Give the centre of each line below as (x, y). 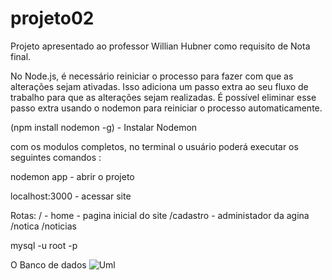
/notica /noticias (43, 226)
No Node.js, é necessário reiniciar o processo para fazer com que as (152, 76)
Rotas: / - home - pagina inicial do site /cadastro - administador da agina (160, 215)
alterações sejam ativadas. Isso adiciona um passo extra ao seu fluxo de (159, 86)
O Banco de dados (48, 264)
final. (21, 56)
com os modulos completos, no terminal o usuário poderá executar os (154, 146)
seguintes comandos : (56, 157)
